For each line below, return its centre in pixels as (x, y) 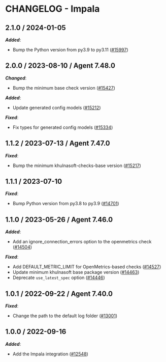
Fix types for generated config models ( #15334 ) (63, 127)
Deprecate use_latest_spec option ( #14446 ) (59, 277)
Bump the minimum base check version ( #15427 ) (64, 88)
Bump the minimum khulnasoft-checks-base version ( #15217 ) (77, 165)
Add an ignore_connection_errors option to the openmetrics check (82, 242)
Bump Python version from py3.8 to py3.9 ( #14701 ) (66, 204)
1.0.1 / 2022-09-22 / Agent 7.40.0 (59, 294)
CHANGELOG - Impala (53, 9)
